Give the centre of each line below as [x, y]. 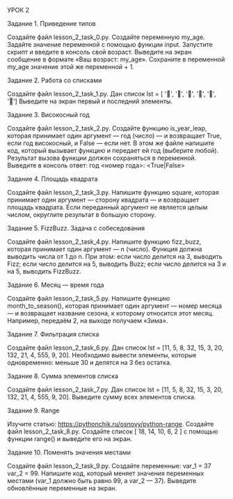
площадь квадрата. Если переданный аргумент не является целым [107, 207]
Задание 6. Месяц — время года [56, 285]
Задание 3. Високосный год [48, 115]
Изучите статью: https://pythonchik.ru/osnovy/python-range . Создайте [111, 424]
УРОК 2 [18, 10]
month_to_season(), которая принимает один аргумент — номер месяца [115, 306]
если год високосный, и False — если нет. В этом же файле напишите [111, 143]
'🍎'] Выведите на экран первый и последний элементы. [90, 101]
